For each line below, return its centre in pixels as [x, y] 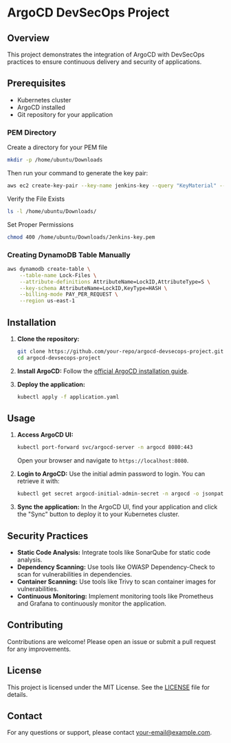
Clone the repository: [48, 339]
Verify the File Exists [36, 199]
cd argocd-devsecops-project [59, 358]
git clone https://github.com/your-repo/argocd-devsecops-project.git [120, 351]
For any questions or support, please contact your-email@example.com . [110, 733]
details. [18, 694]
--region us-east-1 [47, 301]
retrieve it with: [38, 481]
